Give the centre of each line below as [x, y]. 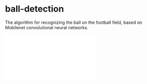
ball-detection [35, 9]
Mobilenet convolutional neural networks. [47, 27]
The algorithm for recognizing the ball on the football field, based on [74, 22]
